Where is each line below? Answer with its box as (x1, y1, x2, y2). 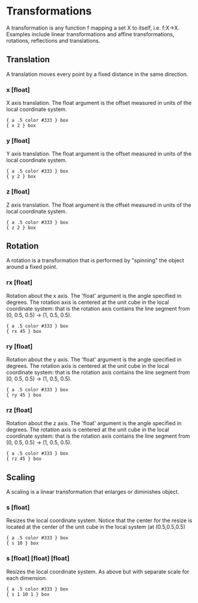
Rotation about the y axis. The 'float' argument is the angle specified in (6, 356, 182, 363)
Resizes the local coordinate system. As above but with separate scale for (6, 568, 190, 575)
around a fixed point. (6, 264, 58, 271)
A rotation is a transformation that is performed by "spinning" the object (6, 257, 185, 264)
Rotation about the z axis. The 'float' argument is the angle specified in (6, 420, 182, 427)
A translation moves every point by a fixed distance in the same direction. (6, 71, 188, 78)
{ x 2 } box (6, 122, 36, 129)
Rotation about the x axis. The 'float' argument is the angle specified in (6, 292, 182, 299)
